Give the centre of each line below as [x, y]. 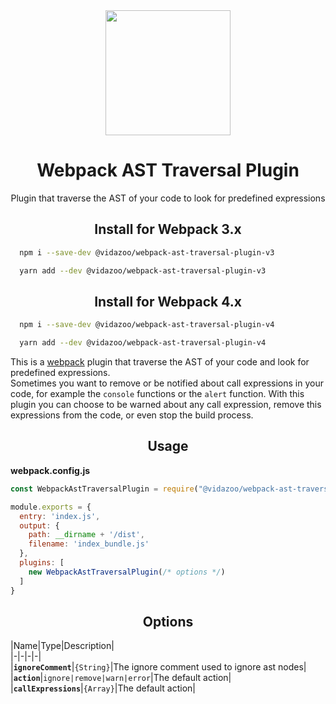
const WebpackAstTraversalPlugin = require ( [104, 489]
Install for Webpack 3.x [168, 229]
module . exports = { [51, 507]
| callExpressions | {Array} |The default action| [103, 688]
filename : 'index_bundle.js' [89, 544]
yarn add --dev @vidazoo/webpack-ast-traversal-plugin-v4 [143, 343]
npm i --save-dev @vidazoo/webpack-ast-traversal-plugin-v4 [147, 325]
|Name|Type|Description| [62, 646]
